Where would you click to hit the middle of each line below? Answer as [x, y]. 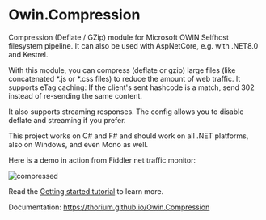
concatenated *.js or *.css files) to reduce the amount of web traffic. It [125, 78]
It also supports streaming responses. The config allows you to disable [126, 112]
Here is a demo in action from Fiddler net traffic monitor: [102, 160]
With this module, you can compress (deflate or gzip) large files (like [122, 70]
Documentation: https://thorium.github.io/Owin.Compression [109, 207]
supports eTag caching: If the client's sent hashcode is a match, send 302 [131, 87]
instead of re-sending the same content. [76, 95]
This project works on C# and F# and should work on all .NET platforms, [129, 136]
